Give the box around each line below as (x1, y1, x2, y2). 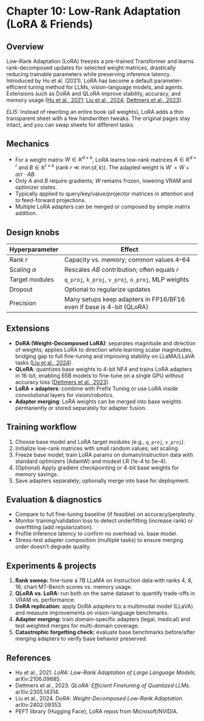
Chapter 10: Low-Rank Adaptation (6, 4, 181, 18)
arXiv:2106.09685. (15, 675, 61, 683)
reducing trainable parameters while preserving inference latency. (6, 71, 171, 77)
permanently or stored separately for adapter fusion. (15, 404, 147, 412)
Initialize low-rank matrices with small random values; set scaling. (15, 445, 180, 452)
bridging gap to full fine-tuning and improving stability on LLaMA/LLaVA (15, 352, 195, 360)
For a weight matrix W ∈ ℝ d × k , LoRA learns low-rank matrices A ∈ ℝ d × (15, 155, 197, 163)
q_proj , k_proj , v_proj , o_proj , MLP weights (64, 275, 189, 284)
